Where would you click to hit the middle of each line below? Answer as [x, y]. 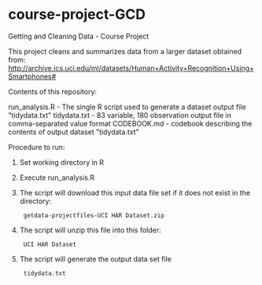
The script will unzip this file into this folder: [90, 230]
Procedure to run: [37, 147]
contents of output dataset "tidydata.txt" [74, 132]
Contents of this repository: [52, 91]
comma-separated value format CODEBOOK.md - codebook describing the [130, 123]
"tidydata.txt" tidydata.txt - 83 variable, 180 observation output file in [120, 115]
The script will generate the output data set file [95, 259]
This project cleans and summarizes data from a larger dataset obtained [125, 51]
